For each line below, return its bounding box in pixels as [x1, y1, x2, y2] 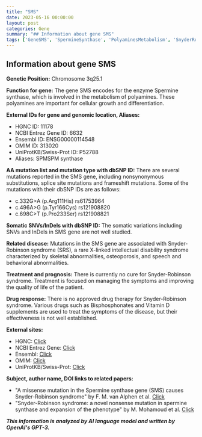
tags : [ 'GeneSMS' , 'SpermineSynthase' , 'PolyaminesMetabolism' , [6, 37, 171, 43]
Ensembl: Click [14, 350, 52, 358]
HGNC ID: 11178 [14, 123, 54, 130]
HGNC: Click [14, 338, 47, 345]
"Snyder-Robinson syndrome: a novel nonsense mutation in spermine [14, 399, 188, 406]
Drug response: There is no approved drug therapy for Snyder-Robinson [6, 295, 186, 302]
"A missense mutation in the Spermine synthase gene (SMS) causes [14, 386, 184, 394]
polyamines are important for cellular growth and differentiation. [6, 99, 165, 107]
